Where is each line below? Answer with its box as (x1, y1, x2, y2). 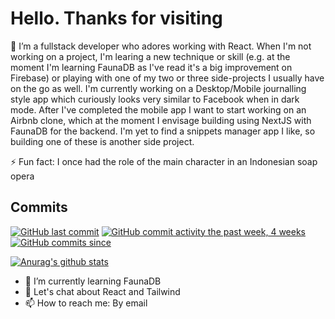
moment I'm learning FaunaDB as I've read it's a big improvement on (10, 61, 293, 73)
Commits (10, 199, 68, 216)
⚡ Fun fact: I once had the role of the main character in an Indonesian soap (10, 155, 318, 167)
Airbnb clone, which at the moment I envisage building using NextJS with (10, 114, 312, 126)
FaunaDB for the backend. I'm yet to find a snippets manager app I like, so (10, 125, 316, 137)
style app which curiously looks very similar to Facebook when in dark (10, 93, 300, 105)
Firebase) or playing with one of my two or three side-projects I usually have (10, 72, 325, 84)
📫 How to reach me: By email (24, 297, 148, 309)
